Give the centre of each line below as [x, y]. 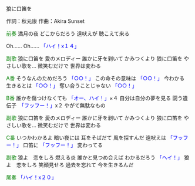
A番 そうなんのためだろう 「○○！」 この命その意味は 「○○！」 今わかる [95, 78]
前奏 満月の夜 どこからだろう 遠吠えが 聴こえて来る [68, 33]
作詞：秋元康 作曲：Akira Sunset [46, 21]
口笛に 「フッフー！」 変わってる [63, 145]
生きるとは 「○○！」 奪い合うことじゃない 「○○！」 [72, 86]
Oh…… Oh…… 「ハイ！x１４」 [43, 46]
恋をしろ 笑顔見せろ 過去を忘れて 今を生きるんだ [75, 165]
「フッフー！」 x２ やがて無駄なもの [63, 105]
